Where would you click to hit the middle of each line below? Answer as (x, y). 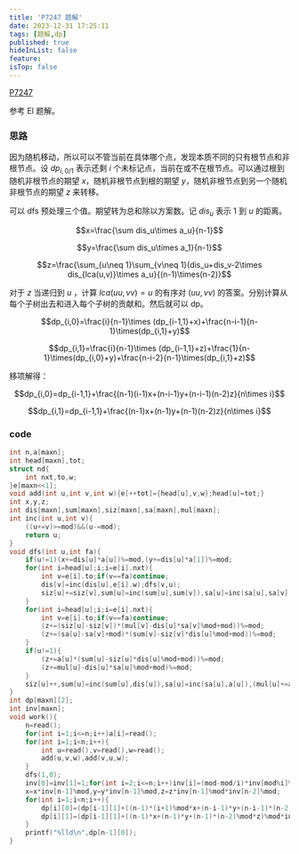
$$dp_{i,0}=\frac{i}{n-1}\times (96, 321)
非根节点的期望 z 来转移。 (57, 191)
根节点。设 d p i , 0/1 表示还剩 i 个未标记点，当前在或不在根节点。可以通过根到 (147, 169)
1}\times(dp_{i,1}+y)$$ (149, 331)
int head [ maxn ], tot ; (48, 460)
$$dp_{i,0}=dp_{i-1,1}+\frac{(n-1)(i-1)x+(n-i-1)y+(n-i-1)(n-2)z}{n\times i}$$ (149, 393)
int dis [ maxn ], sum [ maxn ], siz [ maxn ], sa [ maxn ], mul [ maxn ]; (115, 511)
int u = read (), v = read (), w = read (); (103, 750)
